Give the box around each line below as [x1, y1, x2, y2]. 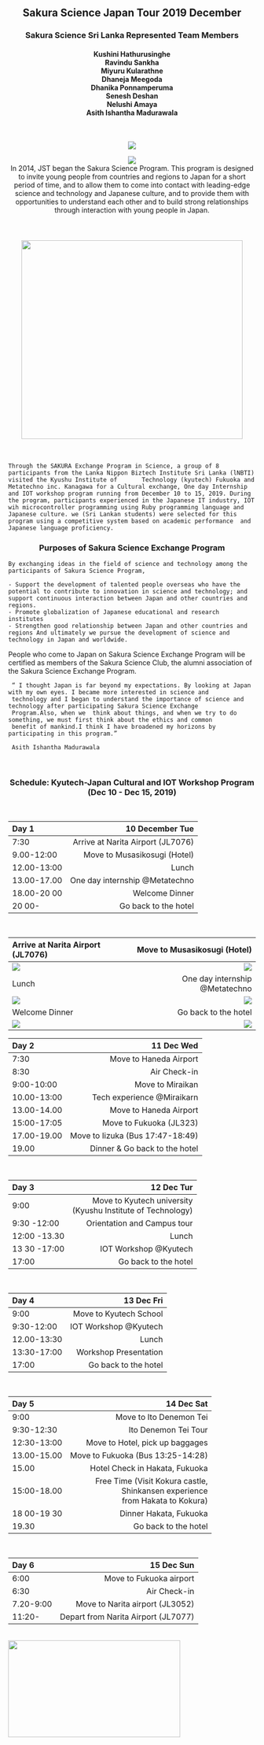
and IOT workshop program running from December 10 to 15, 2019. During [8, 490, 251, 497]
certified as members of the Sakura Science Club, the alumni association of [8, 658, 253, 667]
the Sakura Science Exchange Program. [8, 667, 137, 676]
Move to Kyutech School [73, 1308, 163, 1319]
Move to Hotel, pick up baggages [86, 1437, 208, 1448]
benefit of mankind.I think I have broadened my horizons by [11, 723, 216, 731]
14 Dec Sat [165, 1399, 208, 1410]
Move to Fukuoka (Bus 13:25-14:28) [69, 1450, 208, 1461]
